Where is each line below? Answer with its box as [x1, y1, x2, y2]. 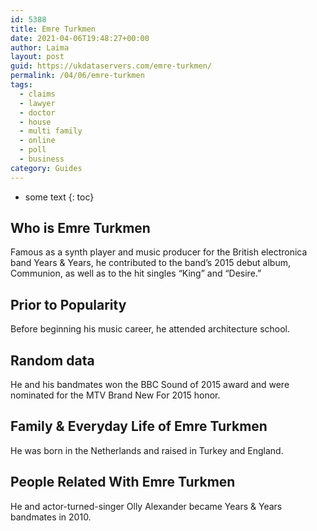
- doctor [19, 107, 56, 118]
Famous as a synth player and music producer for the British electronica [10, 246, 308, 258]
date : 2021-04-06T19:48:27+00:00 [10, 33, 150, 43]
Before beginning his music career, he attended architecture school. [10, 323, 291, 335]
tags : [10, 80, 33, 90]
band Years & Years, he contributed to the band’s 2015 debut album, [10, 257, 291, 269]
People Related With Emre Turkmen [10, 474, 236, 491]
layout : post [10, 52, 65, 62]
